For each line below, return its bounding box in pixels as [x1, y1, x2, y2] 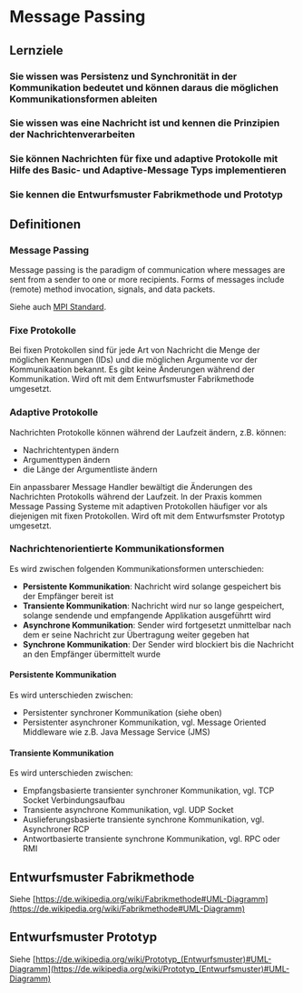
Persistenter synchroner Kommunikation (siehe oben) [22, 707, 222, 718]
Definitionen [9, 216, 82, 232]
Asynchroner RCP [22, 824, 90, 835]
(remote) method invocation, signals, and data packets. [9, 284, 216, 295]
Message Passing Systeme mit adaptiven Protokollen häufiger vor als [9, 500, 268, 511]
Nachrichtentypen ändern [22, 444, 120, 456]
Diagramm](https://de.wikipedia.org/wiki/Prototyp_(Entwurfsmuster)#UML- [9, 963, 290, 974]
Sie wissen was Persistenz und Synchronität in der [9, 70, 238, 83]
